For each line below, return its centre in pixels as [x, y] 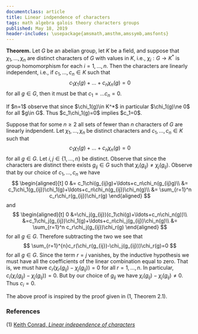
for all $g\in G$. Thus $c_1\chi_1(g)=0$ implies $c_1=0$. [74, 113]
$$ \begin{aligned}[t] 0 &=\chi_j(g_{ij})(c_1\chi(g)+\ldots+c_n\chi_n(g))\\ [100, 214]
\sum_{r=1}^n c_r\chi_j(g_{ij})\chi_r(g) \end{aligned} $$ [100, 227]
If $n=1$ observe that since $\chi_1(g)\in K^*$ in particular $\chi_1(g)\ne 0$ [98, 106]
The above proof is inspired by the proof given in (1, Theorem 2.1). [87, 296]
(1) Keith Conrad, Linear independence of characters [71, 324]
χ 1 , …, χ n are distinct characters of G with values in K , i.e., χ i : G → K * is [93, 58]
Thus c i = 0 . [21, 284]
